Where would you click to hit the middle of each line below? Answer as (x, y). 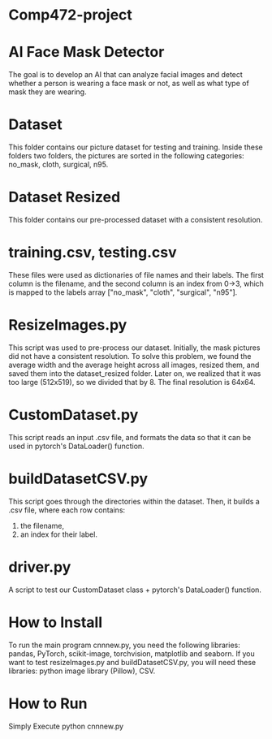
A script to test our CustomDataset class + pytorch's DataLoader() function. (135, 590)
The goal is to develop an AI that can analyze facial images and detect (126, 75)
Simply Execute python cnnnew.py (66, 726)
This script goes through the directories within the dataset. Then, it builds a (134, 501)
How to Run (48, 703)
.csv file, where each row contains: (67, 510)
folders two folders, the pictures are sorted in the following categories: (127, 156)
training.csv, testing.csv (93, 253)
